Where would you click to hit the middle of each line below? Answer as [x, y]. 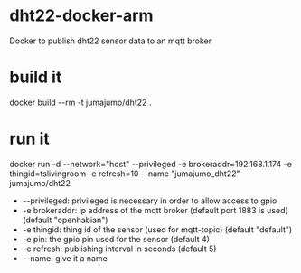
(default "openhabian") [65, 220]
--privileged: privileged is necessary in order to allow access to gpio [150, 201]
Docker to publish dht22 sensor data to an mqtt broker [111, 41]
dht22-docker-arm [81, 16]
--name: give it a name [65, 258]
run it [29, 139]
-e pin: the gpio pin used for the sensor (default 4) [116, 239]
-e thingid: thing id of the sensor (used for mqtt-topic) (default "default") [157, 229]
